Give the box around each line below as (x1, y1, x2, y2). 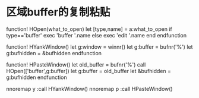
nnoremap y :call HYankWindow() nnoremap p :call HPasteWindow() (6, 85, 173, 92)
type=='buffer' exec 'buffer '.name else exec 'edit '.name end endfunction (6, 31, 187, 39)
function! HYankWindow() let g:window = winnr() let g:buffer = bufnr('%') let (6, 43, 193, 50)
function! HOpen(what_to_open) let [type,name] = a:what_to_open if (6, 25, 172, 33)
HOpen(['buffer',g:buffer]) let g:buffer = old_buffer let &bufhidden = (6, 67, 171, 74)
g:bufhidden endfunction (6, 74, 67, 81)
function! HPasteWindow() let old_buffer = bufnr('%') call (6, 61, 146, 68)
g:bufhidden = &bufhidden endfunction (6, 49, 102, 56)
